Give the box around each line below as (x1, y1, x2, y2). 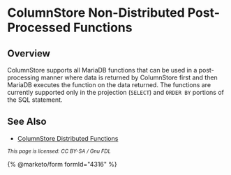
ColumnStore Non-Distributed (7, 5, 185, 21)
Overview (7, 47, 51, 59)
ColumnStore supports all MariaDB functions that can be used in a (7, 66, 198, 74)
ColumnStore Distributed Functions (17, 134, 119, 142)
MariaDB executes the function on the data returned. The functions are (7, 81, 211, 89)
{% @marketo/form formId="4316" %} (7, 160, 117, 168)
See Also (7, 116, 47, 128)
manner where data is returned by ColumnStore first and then (40, 73, 218, 82)
